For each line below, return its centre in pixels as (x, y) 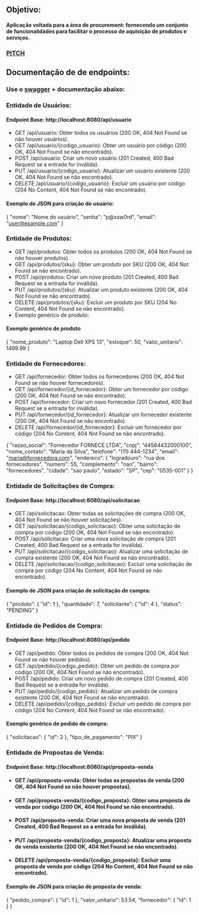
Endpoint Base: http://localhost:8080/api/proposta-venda (80, 766)
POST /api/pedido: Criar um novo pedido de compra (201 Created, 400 (101, 678)
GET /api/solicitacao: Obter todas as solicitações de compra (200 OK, (100, 514)
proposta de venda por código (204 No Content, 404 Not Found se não (104, 867)
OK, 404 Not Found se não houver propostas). (73, 787)
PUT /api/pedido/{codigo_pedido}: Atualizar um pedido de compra (96, 691)
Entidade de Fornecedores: (46, 363)
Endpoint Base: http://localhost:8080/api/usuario (69, 119)
